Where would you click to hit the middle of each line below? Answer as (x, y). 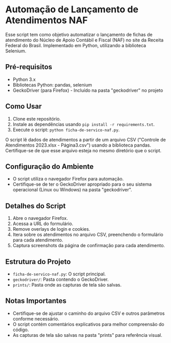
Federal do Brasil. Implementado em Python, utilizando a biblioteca (76, 45)
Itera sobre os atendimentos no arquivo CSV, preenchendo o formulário (88, 235)
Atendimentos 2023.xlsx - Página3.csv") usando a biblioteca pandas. (78, 145)
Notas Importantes (36, 301)
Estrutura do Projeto (38, 262)
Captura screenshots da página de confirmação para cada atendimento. (89, 246)
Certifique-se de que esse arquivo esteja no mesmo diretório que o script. (83, 150)
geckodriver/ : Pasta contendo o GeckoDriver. (61, 279)
